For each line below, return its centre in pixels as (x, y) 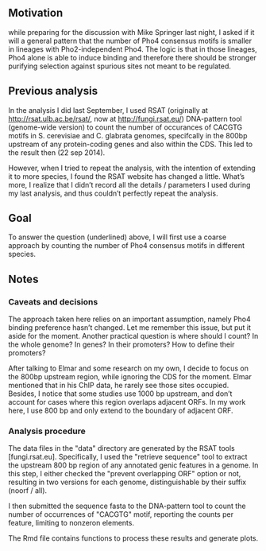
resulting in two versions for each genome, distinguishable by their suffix (127, 482)
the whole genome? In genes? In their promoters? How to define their (121, 344)
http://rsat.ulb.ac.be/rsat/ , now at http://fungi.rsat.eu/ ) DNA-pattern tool (125, 118)
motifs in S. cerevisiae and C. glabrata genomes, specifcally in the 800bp (128, 135)
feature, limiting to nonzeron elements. (71, 523)
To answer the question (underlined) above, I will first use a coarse (118, 237)
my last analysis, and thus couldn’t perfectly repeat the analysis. (113, 193)
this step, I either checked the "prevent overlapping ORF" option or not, (125, 474)
